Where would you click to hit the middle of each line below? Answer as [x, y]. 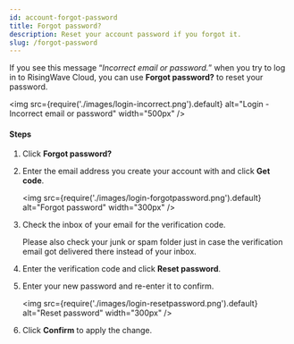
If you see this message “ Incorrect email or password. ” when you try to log [147, 68]
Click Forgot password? [67, 154]
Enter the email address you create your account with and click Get [146, 172]
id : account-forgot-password [63, 17]
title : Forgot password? [55, 26]
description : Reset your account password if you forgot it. [126, 34]
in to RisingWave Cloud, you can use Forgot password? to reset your [136, 78]
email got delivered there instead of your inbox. [109, 252]
